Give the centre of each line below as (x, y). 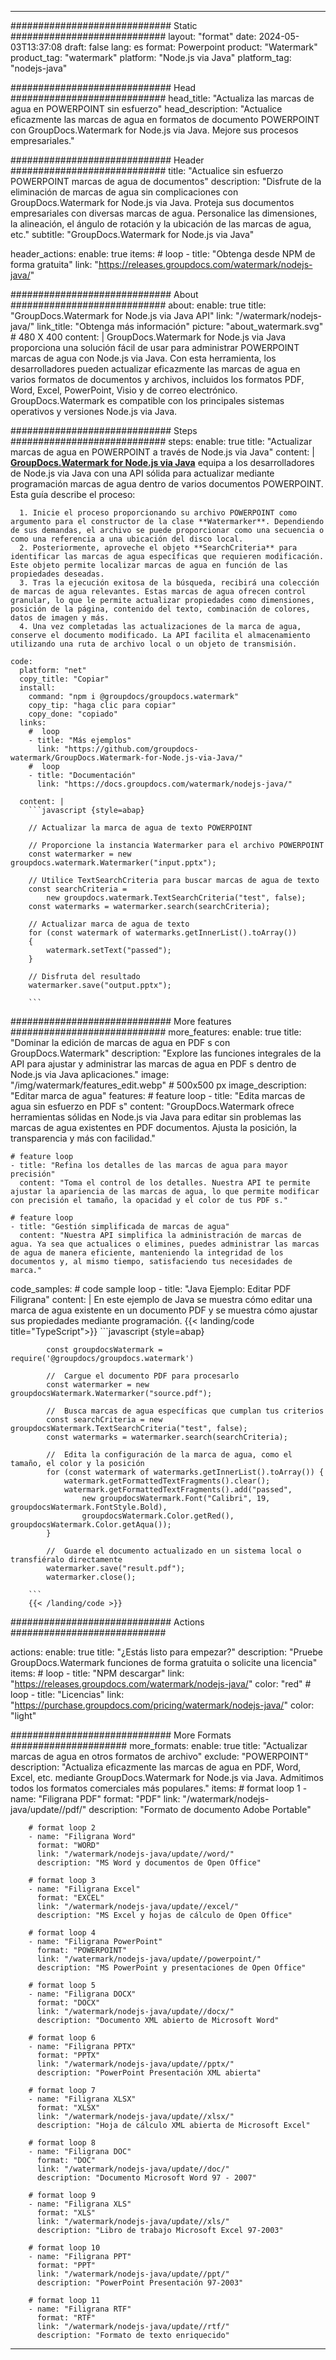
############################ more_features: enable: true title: (156, 1032)
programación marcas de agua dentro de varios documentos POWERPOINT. (167, 484)
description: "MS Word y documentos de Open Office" (149, 1863)
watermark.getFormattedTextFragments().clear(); (167, 1481)
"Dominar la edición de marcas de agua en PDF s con (120, 1042)
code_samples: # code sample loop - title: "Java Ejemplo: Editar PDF (151, 1289)
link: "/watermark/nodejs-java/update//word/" (135, 1854)
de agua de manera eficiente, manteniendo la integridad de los (147, 1253)
